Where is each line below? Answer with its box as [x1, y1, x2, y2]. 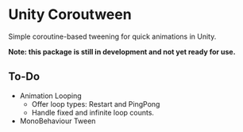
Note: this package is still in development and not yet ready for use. [8, 47, 236, 56]
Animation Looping [19, 91, 82, 100]
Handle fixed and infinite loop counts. [31, 107, 155, 117]
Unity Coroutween [8, 6, 133, 24]
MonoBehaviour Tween [19, 116, 96, 126]
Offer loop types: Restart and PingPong [31, 99, 160, 108]
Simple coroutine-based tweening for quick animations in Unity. [8, 32, 217, 41]
